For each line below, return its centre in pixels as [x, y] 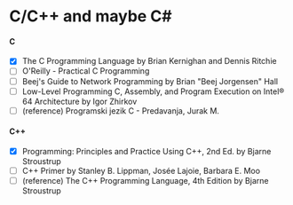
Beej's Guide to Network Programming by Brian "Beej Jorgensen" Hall [150, 81]
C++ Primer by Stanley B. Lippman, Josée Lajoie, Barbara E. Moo [141, 170]
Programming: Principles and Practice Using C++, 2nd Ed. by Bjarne [146, 151]
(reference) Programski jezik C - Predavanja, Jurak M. [121, 110]
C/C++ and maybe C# [91, 16]
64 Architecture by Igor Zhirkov [79, 101]
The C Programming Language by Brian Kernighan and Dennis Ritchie [149, 61]
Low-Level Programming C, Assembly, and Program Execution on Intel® [153, 91]
